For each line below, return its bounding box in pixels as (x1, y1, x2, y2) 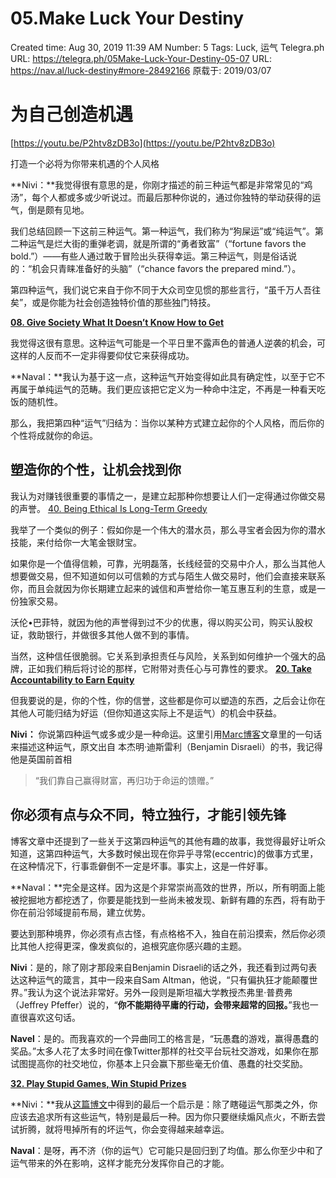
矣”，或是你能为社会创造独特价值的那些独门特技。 (10, 296, 217, 308)
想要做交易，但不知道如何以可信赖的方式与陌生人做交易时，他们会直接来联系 (10, 570, 326, 582)
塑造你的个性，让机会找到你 (10, 462, 182, 479)
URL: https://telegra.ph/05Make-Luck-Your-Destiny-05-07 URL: (10, 52, 272, 64)
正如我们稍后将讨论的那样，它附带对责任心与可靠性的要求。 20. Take (27, 662, 312, 674)
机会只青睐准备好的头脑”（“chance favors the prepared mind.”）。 (31, 262, 302, 274)
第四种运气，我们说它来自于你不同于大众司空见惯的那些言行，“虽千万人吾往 (10, 283, 322, 296)
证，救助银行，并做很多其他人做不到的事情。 (10, 628, 195, 641)
